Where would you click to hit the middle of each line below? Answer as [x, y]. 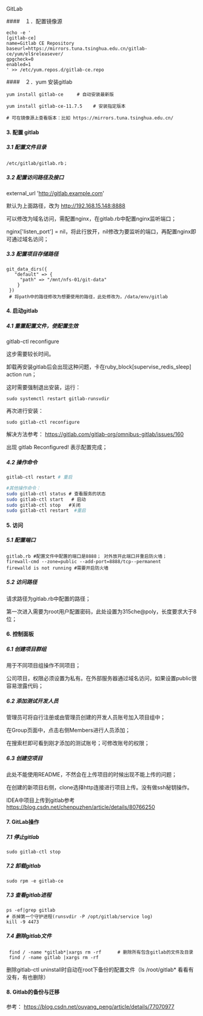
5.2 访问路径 [22, 582]
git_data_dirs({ [27, 269]
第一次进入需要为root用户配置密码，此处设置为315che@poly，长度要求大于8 [101, 611]
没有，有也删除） [28, 977]
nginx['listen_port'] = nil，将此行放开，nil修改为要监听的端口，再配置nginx [99, 231]
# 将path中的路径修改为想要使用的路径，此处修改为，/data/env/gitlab [88, 296]
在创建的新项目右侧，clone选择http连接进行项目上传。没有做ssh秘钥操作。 [99, 787]
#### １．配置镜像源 [34, 21]
